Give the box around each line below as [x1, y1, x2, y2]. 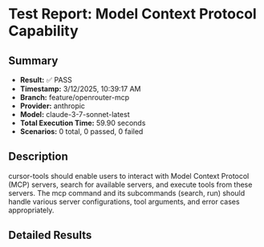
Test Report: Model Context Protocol [8, 5, 257, 23]
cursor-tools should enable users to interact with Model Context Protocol [8, 171, 250, 180]
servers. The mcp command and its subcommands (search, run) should [8, 188, 246, 197]
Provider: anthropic [19, 101, 86, 111]
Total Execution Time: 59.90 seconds [19, 118, 146, 128]
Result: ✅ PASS [19, 75, 72, 84]
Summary [8, 54, 59, 67]
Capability [8, 22, 79, 40]
